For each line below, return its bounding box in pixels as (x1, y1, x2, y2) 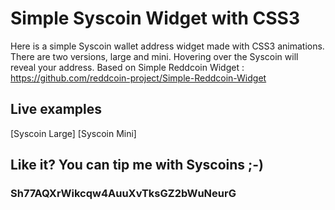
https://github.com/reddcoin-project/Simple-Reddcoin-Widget (10, 72, 267, 84)
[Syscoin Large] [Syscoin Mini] (10, 127, 137, 139)
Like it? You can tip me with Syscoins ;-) (10, 157, 265, 174)
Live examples (10, 101, 103, 118)
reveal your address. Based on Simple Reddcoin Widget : (10, 61, 245, 73)
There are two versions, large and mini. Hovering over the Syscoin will (10, 50, 299, 62)
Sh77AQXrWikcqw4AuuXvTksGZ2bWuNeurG (10, 187, 237, 201)
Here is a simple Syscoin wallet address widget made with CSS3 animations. (10, 40, 325, 52)
